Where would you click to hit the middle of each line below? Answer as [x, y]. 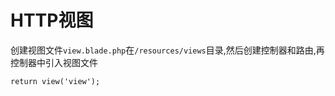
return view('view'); [55, 81]
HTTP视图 [52, 20]
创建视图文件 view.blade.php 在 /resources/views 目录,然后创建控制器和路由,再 [167, 50]
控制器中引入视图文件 [54, 62]
